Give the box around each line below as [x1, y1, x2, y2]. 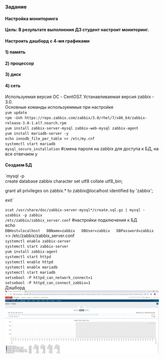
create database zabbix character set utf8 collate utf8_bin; [5, 178, 123, 184]
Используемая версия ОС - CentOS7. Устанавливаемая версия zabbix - [5, 94, 155, 99]
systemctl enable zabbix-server [5, 239, 71, 243]
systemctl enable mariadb [5, 264, 58, 270]
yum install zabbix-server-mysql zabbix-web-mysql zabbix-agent [5, 126, 139, 131]
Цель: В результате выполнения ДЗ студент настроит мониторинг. [5, 27, 149, 33]
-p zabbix [22, 213, 42, 217]
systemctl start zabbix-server [5, 244, 69, 249]
